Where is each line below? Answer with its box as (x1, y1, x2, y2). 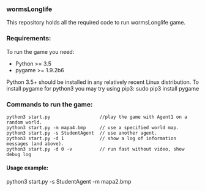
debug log (6, 151, 32, 157)
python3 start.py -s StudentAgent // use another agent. (6, 130, 157, 136)
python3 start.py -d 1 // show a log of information (6, 135, 176, 141)
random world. (6, 119, 43, 125)
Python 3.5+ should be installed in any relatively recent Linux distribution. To (6, 78, 199, 86)
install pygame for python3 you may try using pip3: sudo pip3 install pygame (6, 84, 199, 92)
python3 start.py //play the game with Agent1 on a (6, 114, 188, 120)
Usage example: (6, 164, 49, 171)
